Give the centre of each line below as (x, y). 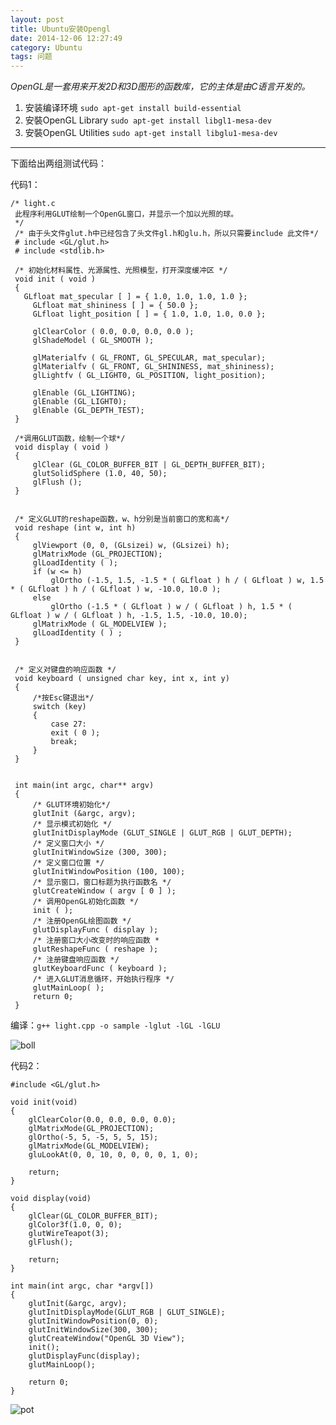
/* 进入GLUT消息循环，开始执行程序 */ (103, 979)
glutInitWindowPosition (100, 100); (109, 872)
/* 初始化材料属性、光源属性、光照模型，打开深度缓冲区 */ (121, 271)
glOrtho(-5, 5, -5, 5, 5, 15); (93, 1137)
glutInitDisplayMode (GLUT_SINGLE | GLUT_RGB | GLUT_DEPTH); (162, 833)
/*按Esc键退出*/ (63, 698)
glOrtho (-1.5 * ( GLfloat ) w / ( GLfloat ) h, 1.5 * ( (171, 607)
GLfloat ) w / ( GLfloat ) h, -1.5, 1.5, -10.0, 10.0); (129, 616)
